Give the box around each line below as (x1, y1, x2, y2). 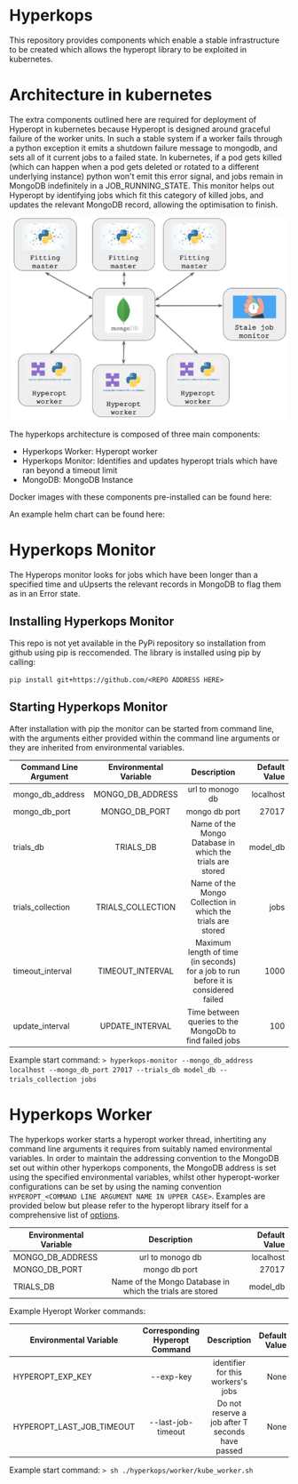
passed (216, 1445, 243, 1456)
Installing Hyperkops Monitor (9, 614, 175, 630)
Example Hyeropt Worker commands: (9, 1305, 146, 1316)
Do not (216, 1398, 242, 1408)
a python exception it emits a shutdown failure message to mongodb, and (9, 142, 278, 153)
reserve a (211, 1407, 247, 1418)
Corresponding (142, 1326, 200, 1336)
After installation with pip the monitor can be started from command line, (9, 723, 275, 734)
